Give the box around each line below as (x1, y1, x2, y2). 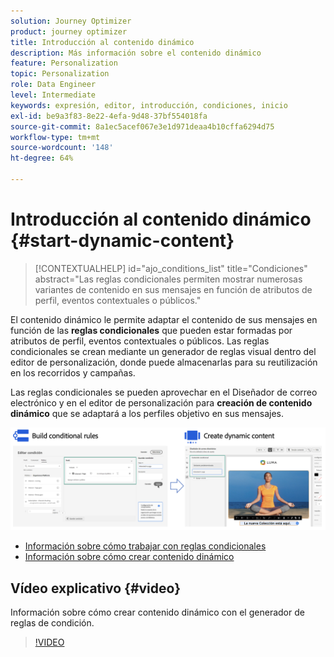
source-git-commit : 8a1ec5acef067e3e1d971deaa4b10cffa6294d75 (10, 121, 275, 132)
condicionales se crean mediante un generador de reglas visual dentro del (10, 345, 317, 357)
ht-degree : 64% (10, 153, 74, 164)
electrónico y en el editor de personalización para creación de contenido (10, 396, 313, 409)
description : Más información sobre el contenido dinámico (10, 48, 262, 58)
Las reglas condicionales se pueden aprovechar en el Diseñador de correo (10, 386, 318, 398)
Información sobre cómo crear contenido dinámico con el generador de (10, 606, 305, 619)
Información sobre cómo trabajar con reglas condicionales (24, 540, 267, 552)
